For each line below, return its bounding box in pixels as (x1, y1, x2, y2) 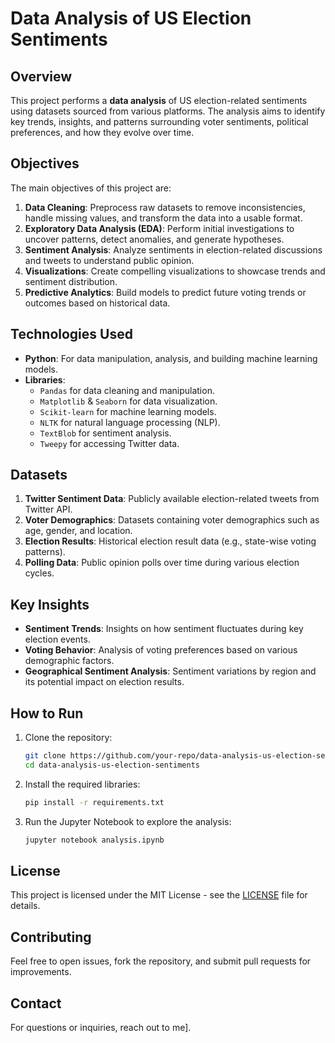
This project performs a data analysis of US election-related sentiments (10, 95, 308, 106)
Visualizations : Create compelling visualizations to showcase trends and (24, 265, 326, 277)
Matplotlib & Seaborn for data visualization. (39, 395, 218, 407)
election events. (24, 633, 91, 646)
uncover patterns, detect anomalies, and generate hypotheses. (24, 233, 285, 245)
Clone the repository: (24, 732, 113, 744)
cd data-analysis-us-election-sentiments (24, 760, 200, 770)
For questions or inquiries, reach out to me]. (10, 1022, 192, 1033)
